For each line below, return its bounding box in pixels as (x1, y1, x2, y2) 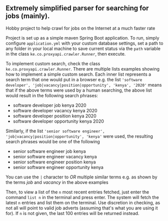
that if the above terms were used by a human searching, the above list (5, 87, 152, 93)
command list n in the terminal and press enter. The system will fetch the (5, 194, 159, 200)
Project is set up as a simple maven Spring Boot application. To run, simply (5, 35, 159, 41)
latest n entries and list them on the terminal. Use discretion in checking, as (5, 199, 160, 205)
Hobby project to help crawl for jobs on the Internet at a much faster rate (5, 25, 155, 31)
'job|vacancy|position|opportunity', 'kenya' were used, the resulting (5, 133, 153, 139)
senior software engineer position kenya (12, 159, 96, 165)
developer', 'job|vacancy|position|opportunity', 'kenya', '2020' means (5, 82, 162, 88)
